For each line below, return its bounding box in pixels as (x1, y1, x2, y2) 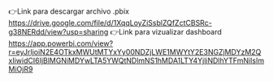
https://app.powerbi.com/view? (8, 39, 114, 48)
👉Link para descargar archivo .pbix (8, 6, 130, 16)
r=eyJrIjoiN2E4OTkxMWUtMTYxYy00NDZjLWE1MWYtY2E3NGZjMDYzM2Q (8, 47, 262, 56)
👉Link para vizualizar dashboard (110, 27, 222, 36)
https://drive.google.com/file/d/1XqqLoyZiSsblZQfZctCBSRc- (8, 18, 213, 27)
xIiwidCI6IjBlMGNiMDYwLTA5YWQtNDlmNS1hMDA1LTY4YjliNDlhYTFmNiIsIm (8, 55, 265, 65)
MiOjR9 (8, 64, 33, 74)
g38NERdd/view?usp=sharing (8, 27, 109, 36)
